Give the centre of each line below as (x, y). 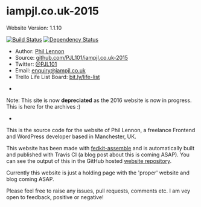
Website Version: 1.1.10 (34, 28)
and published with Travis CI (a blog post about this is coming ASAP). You (98, 154)
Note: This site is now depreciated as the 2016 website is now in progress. (99, 100)
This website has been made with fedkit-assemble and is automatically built (101, 148)
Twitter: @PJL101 (36, 64)
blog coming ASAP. (30, 179)
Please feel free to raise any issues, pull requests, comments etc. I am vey (98, 191)
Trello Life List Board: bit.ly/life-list (57, 77)
